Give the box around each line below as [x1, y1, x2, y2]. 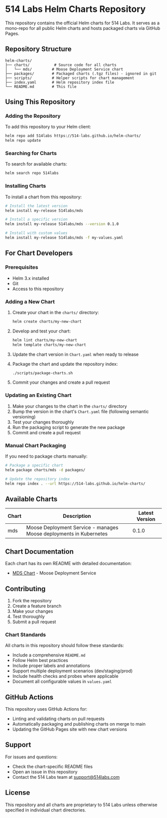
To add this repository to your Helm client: [5, 124, 91, 130]
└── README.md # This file [5, 84, 77, 89]
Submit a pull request [12, 619, 56, 625]
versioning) [12, 413, 36, 419]
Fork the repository [12, 597, 52, 603]
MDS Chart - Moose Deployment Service [12, 570, 96, 576]
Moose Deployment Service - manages [26, 524, 118, 531]
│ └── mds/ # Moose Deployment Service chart [5, 67, 123, 72]
